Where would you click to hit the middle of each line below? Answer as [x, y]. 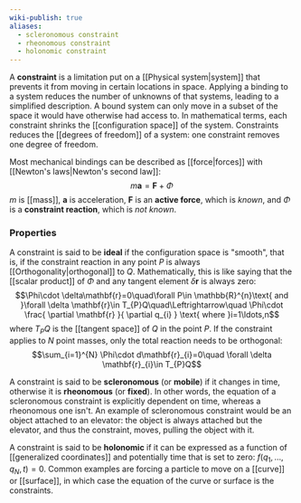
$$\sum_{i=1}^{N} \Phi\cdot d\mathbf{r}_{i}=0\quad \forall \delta [152, 355]
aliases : [26, 26]
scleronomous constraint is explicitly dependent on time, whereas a [135, 401]
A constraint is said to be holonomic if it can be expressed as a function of [148, 448]
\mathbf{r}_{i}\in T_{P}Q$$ [152, 365]
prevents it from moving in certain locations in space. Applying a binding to [149, 87]
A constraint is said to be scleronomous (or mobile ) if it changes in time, [145, 382]
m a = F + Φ [152, 185]
